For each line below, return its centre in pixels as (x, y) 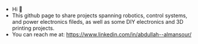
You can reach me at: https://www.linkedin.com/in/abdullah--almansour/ (102, 34)
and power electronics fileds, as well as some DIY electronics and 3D (97, 22)
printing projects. (33, 28)
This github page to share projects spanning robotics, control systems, (100, 15)
